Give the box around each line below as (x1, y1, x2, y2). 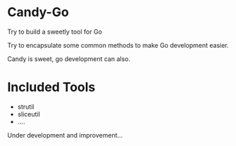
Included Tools (7, 79, 96, 95)
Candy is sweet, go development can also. (7, 54, 130, 63)
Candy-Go (7, 4, 69, 20)
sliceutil (17, 109, 40, 118)
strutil (17, 102, 35, 111)
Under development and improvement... (7, 131, 123, 139)
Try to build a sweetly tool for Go (7, 27, 102, 36)
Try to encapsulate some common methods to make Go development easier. (7, 41, 229, 49)
